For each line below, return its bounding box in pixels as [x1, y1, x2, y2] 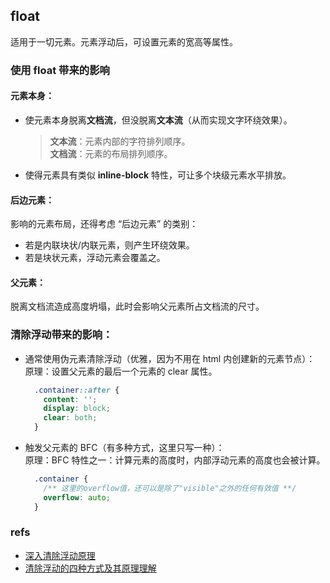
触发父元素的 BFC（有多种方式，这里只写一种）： [24, 442, 225, 454]
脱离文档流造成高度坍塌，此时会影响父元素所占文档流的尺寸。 [10, 300, 265, 313]
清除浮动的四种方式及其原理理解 [24, 562, 157, 574]
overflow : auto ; [43, 492, 111, 503]
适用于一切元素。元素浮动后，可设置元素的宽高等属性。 [10, 35, 238, 48]
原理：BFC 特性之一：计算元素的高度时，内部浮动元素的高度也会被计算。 [24, 454, 326, 466]
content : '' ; [43, 394, 98, 404]
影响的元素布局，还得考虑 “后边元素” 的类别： [10, 218, 199, 230]
